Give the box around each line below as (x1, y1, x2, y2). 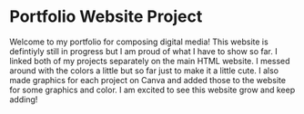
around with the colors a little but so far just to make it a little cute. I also (9, 65, 279, 76)
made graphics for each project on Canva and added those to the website (9, 74, 287, 85)
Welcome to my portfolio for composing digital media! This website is (9, 36, 269, 47)
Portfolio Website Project (9, 6, 203, 27)
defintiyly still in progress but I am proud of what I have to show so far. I (9, 45, 278, 56)
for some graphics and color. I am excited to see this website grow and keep (9, 84, 296, 95)
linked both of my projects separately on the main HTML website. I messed (9, 55, 290, 66)
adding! (9, 93, 38, 105)
